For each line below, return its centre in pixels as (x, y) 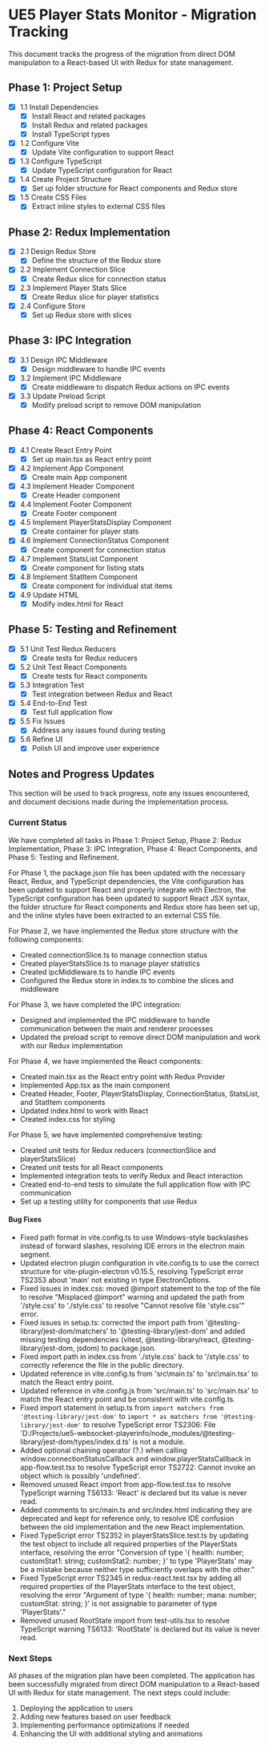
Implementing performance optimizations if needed (104, 1725)
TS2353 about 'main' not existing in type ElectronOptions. (115, 1280)
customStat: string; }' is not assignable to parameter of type (118, 1603)
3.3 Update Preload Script (62, 396)
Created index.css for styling (68, 1119)
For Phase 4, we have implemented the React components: (105, 1061)
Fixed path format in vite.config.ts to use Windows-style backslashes (134, 1237)
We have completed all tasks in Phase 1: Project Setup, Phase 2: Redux (125, 840)
